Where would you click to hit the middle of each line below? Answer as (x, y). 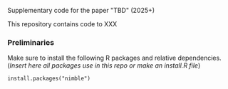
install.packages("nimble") (49, 79)
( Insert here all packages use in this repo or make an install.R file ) (104, 66)
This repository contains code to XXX (62, 24)
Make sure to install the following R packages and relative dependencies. (115, 58)
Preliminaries (31, 42)
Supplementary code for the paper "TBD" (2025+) (81, 10)
